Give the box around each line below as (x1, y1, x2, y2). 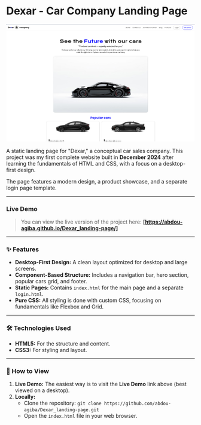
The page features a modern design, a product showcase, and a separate (6, 178, 188, 185)
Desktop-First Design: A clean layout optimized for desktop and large (14, 259, 188, 266)
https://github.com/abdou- (103, 400, 172, 406)
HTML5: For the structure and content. (14, 340, 111, 347)
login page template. (6, 184, 57, 191)
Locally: (14, 393, 36, 400)
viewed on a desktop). (14, 387, 70, 394)
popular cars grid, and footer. (14, 278, 87, 285)
